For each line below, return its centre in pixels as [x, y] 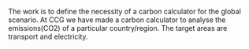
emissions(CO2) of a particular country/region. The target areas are [118, 28]
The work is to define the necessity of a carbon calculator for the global [125, 11]
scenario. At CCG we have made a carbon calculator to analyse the [117, 20]
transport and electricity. [48, 36]
